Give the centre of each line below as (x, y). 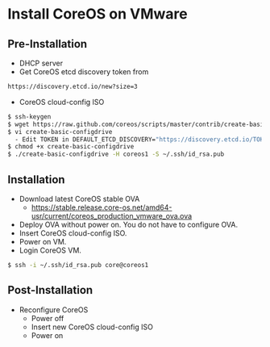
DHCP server (41, 63)
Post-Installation (50, 290)
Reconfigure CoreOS (54, 309)
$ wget (19, 124)
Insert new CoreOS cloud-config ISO (92, 327)
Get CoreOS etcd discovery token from (84, 72)
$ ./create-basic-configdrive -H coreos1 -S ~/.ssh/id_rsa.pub (116, 154)
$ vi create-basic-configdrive (60, 132)
